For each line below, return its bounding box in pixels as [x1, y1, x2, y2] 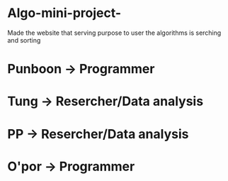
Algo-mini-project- [7, 5, 122, 21]
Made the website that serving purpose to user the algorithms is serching [7, 28, 222, 37]
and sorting [7, 35, 41, 44]
